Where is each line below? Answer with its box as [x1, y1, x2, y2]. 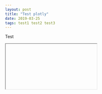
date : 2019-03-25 [5, 16, 40, 21]
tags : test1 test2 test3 [5, 20, 55, 26]
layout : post [5, 7, 32, 12]
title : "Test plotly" [5, 12, 49, 16]
